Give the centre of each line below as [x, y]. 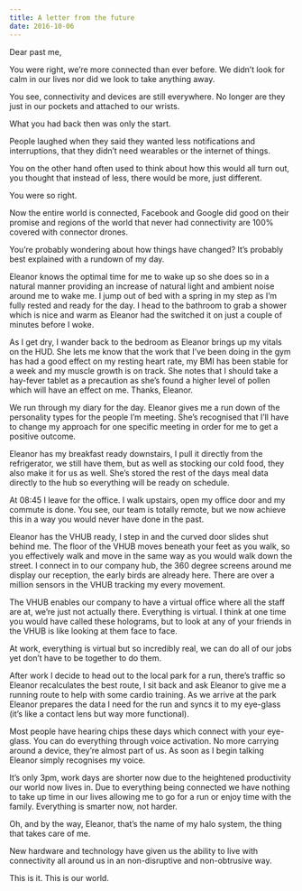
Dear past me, [36, 51]
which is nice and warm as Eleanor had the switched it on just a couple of [146, 315]
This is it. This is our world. [59, 877]
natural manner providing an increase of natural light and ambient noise [142, 286]
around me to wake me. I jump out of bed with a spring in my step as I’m [143, 295]
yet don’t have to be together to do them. [86, 658]
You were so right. [43, 195]
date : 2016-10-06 [42, 26]
